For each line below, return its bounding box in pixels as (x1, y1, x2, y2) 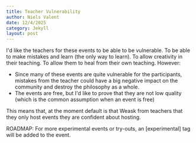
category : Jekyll (6, 25, 49, 31)
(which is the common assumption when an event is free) (14, 96, 155, 103)
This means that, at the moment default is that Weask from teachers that (6, 108, 183, 115)
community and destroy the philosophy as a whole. (14, 83, 140, 90)
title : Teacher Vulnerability (6, 8, 81, 15)
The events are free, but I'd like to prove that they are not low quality (14, 90, 182, 97)
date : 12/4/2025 (6, 19, 46, 25)
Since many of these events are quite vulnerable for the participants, (14, 71, 182, 78)
